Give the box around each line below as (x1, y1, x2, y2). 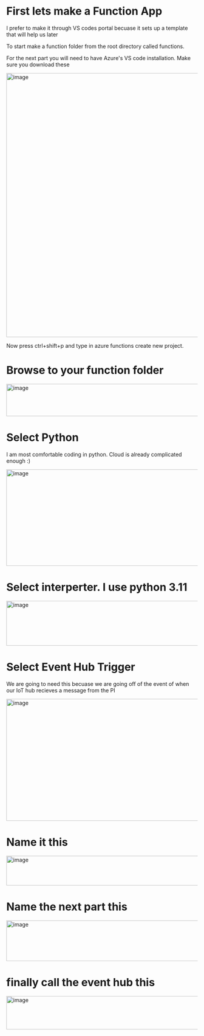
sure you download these (6, 61, 70, 68)
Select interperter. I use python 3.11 (6, 581, 188, 594)
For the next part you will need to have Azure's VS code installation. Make (6, 54, 191, 61)
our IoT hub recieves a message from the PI (6, 686, 115, 694)
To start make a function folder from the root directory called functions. (6, 43, 185, 50)
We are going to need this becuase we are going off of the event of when (6, 680, 189, 688)
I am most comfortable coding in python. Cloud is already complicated (6, 451, 182, 458)
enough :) (6, 457, 31, 464)
